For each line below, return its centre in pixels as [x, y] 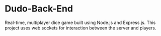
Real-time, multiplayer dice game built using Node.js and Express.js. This [80, 22]
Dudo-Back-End [39, 9]
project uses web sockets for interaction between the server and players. [80, 27]
